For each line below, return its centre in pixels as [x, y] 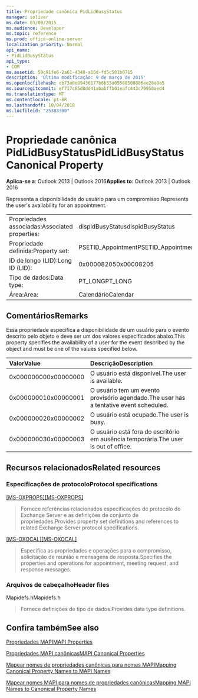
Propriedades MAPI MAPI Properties [49, 642]
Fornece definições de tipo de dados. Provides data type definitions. [103, 609]
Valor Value [25, 363]
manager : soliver [27, 17]
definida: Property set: [39, 251]
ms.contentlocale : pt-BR [37, 99]
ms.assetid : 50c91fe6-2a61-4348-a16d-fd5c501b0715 [70, 72]
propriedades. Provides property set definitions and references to [99, 521]
